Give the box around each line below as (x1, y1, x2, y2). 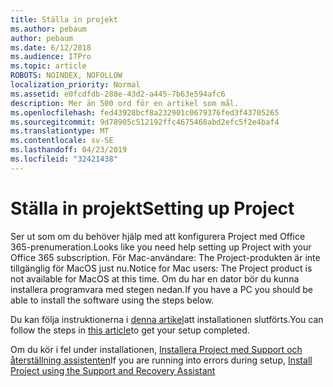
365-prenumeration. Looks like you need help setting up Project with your (10, 241, 312, 253)
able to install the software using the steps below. (10, 294, 215, 306)
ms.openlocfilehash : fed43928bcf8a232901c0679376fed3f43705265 (10, 107, 280, 118)
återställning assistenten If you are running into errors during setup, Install (10, 354, 313, 366)
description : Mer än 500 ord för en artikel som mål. (10, 98, 240, 108)
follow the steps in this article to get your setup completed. (10, 324, 250, 336)
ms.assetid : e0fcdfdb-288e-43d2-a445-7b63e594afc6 (10, 89, 226, 99)
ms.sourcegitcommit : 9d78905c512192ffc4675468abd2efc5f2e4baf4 (10, 117, 280, 127)
